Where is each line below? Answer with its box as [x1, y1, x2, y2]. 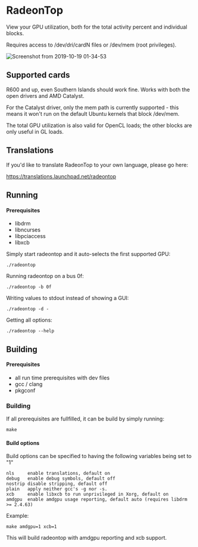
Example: [6, 512, 29, 520]
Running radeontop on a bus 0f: [6, 273, 84, 280]
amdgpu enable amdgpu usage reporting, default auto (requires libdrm [6, 496, 187, 503]
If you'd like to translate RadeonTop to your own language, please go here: [6, 161, 188, 168]
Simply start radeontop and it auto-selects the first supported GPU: [6, 251, 171, 258]
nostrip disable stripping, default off [6, 481, 108, 487]
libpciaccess [14, 233, 46, 240]
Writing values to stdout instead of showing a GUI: [6, 295, 129, 302]
